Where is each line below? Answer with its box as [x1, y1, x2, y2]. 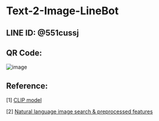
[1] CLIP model [6, 97, 42, 104]
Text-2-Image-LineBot [6, 4, 119, 18]
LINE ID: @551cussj [6, 28, 79, 38]
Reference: [6, 81, 48, 91]
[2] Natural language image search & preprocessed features [6, 108, 153, 115]
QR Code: [6, 47, 43, 58]
